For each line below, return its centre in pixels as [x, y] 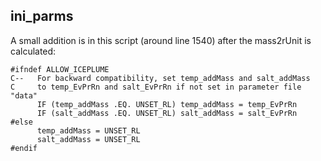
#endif [24, 148]
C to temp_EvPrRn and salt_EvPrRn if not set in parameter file [156, 87]
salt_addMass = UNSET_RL [88, 139]
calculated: [33, 51]
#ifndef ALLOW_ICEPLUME [60, 69]
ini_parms [42, 16]
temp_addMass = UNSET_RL [88, 130]
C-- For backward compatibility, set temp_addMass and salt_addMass [160, 78]
